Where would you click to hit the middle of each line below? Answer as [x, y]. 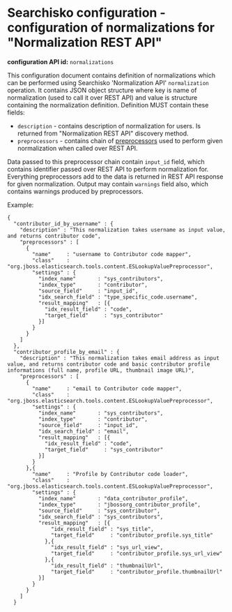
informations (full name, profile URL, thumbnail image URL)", [101, 370]
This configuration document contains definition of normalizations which [111, 75]
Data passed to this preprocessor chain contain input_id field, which [106, 161]
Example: [21, 204]
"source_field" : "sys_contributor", [99, 511]
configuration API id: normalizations [60, 61]
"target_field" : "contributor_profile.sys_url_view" [137, 553]
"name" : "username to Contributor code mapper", [112, 254]
